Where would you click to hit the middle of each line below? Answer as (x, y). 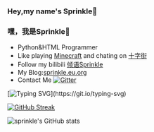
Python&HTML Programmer (58, 47)
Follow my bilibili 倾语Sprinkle (60, 65)
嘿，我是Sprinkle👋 (39, 31)
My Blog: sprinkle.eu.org (52, 73)
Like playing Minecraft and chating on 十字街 (82, 56)
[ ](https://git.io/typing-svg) (67, 94)
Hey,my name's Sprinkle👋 (52, 11)
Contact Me (34, 80)
